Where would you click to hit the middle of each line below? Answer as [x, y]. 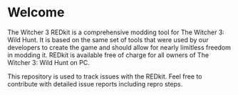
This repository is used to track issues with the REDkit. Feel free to [105, 76]
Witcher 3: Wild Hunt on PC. [49, 62]
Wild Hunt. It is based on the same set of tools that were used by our [108, 39]
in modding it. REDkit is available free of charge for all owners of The [108, 55]
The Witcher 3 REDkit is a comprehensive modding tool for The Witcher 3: [116, 32]
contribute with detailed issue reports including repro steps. [95, 84]
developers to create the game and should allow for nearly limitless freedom [119, 47]
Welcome [36, 12]
